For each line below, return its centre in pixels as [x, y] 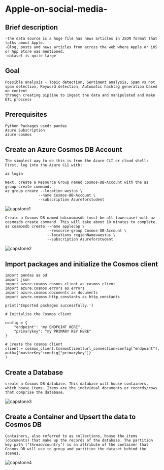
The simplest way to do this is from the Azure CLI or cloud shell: [77, 161]
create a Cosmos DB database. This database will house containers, [77, 384]
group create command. [28, 187]
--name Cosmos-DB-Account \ [67, 196]
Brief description [32, 27]
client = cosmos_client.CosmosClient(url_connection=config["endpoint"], [82, 349]
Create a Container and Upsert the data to [70, 417]
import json [17, 280]
